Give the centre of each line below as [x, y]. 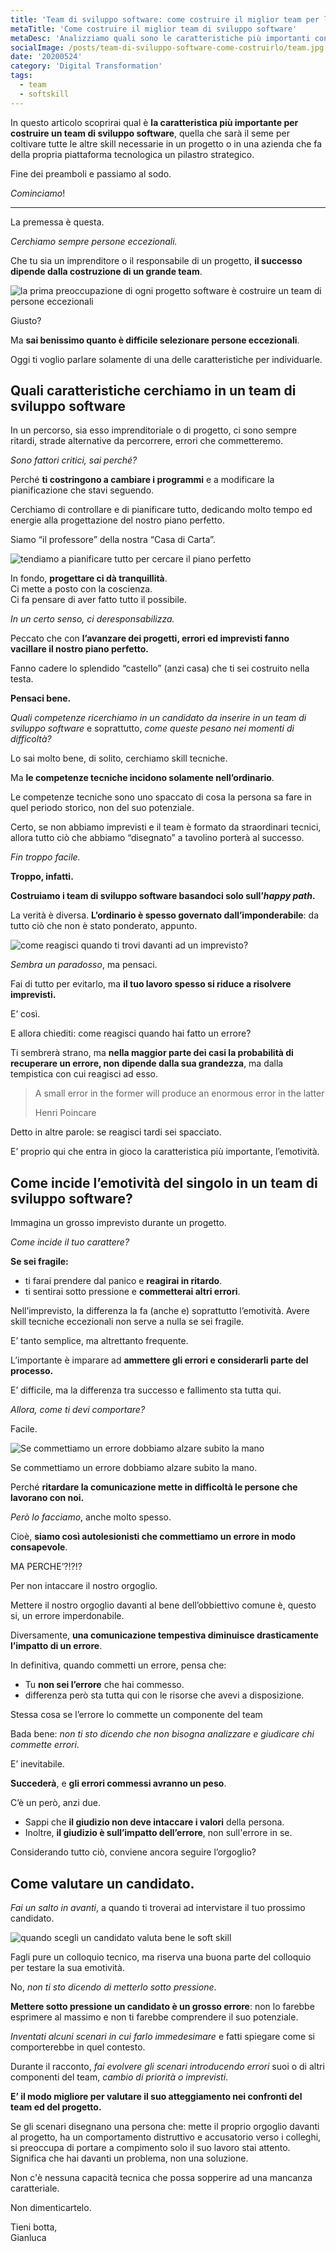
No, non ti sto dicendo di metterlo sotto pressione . [113, 1987]
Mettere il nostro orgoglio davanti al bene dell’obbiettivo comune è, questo [163, 1605]
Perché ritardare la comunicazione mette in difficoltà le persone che [154, 1487]
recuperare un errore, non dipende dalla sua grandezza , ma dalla [147, 1063]
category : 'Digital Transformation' [86, 66]
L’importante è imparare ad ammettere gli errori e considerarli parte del [159, 1360]
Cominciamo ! [38, 193]
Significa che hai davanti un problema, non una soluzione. [129, 2158]
